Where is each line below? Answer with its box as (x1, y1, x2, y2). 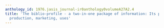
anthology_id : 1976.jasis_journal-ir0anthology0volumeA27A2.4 (5, 7, 134, 12)
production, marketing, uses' (9, 16, 71, 20)
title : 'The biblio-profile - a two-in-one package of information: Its (5, 11, 156, 16)
